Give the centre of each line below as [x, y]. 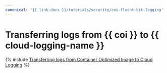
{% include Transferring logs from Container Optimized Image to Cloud [79, 59]
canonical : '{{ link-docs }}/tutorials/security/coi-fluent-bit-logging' [85, 10]
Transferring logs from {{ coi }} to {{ [82, 34]
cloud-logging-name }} [55, 45]
